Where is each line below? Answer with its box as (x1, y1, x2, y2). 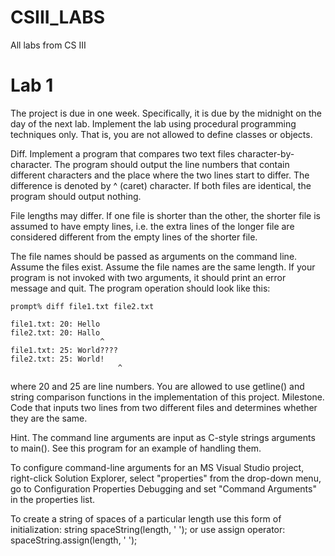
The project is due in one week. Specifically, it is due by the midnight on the (10, 107, 322, 119)
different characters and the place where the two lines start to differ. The (10, 169, 310, 181)
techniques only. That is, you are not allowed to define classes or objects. (10, 128, 313, 140)
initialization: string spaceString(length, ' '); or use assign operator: (10, 523, 286, 535)
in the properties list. (10, 493, 96, 505)
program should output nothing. (10, 190, 142, 202)
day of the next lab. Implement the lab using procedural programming (10, 117, 297, 130)
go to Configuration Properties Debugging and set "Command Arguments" (10, 482, 317, 495)
